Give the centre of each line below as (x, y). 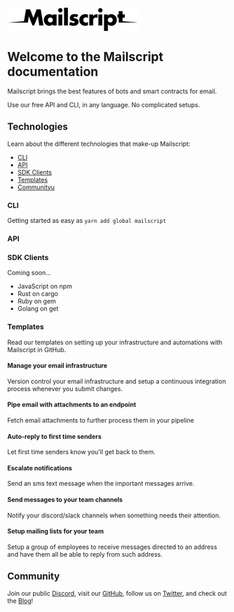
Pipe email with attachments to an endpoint (72, 404)
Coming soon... (29, 273)
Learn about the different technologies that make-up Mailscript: (99, 144)
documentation (53, 72)
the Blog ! (20, 601)
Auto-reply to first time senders (54, 436)
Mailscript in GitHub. (37, 349)
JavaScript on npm (44, 286)
